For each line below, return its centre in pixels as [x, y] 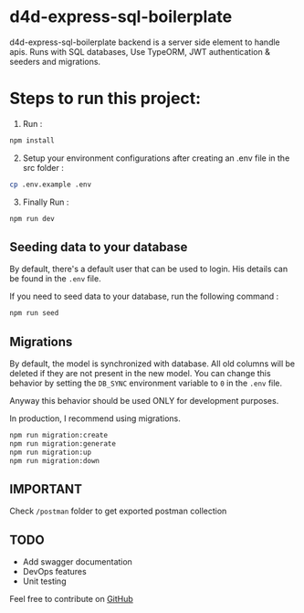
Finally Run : [46, 202]
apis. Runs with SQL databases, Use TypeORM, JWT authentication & [140, 51]
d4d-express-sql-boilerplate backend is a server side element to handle [145, 42]
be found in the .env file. [56, 279]
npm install [32, 140]
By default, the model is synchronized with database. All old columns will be [152, 364]
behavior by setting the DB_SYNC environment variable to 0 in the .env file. [146, 383]
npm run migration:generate [63, 444]
